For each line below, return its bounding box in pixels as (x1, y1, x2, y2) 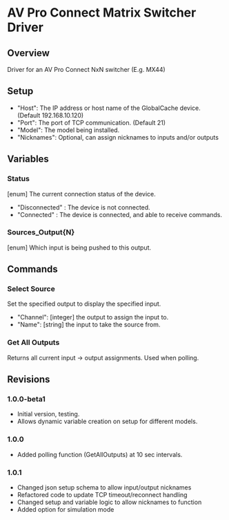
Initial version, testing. (17, 410, 80, 418)
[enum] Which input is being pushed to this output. (7, 243, 152, 252)
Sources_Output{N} (7, 228, 75, 237)
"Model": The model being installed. (17, 126, 120, 134)
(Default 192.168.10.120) (17, 111, 84, 119)
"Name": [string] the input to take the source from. (17, 320, 161, 329)
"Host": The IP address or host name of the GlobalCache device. (17, 104, 201, 112)
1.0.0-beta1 (7, 394, 46, 404)
